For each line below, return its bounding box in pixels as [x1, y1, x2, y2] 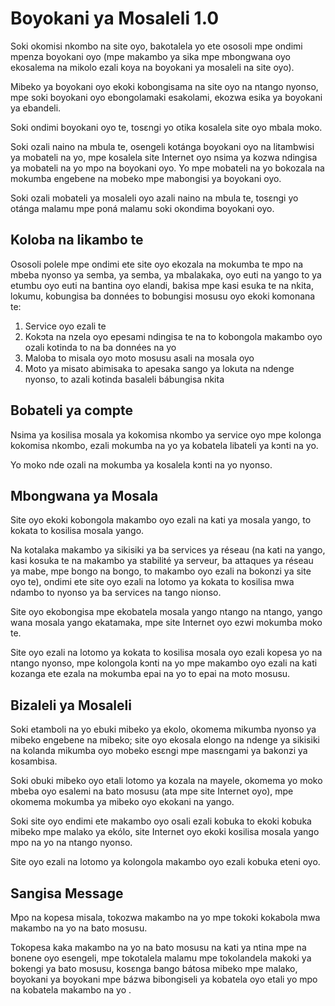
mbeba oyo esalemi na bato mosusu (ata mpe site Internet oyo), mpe [10, 785, 294, 797]
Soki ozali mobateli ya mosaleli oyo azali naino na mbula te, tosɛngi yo [10, 192, 299, 204]
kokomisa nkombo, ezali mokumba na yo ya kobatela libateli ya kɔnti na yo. [10, 439, 319, 451]
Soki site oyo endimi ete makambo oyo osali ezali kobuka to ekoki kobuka [10, 815, 312, 827]
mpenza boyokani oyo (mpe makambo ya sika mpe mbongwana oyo [10, 50, 291, 62]
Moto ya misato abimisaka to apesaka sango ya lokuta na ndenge [24, 362, 295, 374]
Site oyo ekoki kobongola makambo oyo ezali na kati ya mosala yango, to [10, 514, 312, 526]
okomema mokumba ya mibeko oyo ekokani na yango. [10, 796, 235, 808]
